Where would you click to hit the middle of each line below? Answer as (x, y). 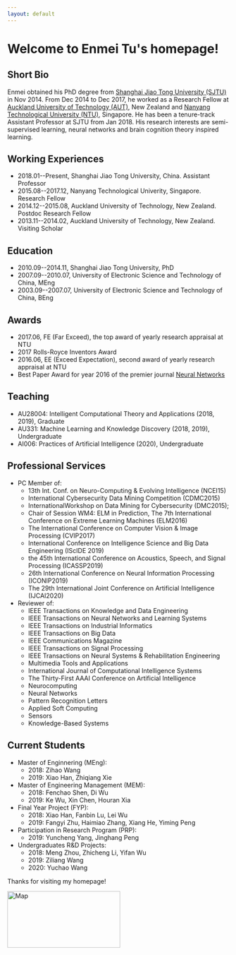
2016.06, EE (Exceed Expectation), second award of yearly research (116, 360)
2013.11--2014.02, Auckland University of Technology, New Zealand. (116, 221)
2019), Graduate (41, 421)
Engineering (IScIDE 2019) (66, 550)
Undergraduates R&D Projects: (62, 845)
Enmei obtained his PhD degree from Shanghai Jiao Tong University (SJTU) (117, 92)
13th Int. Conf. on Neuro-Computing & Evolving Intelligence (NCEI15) (127, 490)
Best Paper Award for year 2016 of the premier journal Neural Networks (121, 374)
